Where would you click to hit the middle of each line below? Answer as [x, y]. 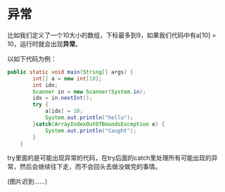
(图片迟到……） [29, 181]
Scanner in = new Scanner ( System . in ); [89, 92]
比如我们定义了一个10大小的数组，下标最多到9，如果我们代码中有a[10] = [112, 35]
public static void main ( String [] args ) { [70, 72]
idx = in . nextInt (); [63, 98]
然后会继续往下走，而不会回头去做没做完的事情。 [90, 167]
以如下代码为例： [32, 59]
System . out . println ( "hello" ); [89, 118]
